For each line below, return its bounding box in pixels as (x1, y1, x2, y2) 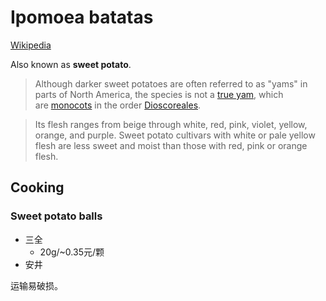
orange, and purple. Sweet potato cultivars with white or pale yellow (34, 129, 316, 141)
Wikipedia (10, 39, 52, 51)
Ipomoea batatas (10, 6, 154, 29)
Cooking (10, 179, 65, 196)
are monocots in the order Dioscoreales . (34, 99, 202, 111)
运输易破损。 (10, 279, 63, 291)
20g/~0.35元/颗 (39, 246, 105, 258)
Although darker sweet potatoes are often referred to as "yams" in (34, 77, 308, 90)
